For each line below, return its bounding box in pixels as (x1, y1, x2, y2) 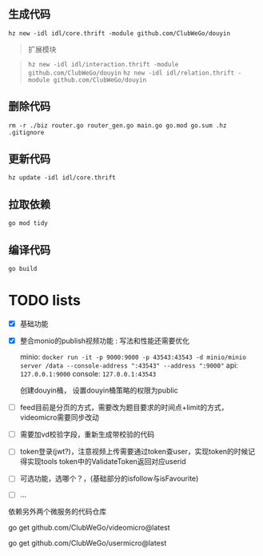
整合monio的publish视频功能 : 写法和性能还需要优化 (19, 336, 190, 346)
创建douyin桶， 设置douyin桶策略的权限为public (19, 385, 178, 395)
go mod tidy (8, 220, 48, 228)
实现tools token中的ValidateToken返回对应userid (26, 457, 186, 466)
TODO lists (8, 292, 82, 310)
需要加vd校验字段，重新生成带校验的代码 (19, 429, 154, 439)
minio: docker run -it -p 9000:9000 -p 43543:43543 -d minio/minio (19, 352, 246, 362)
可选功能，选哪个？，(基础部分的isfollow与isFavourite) (19, 473, 199, 483)
